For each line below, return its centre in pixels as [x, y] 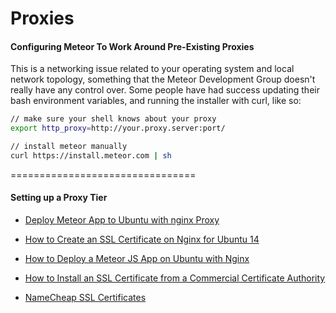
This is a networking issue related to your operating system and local [152, 69]
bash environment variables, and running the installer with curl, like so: [156, 101]
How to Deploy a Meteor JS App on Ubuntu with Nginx [137, 259]
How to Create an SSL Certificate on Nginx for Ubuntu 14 [142, 239]
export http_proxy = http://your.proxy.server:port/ [118, 128]
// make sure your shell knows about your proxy [113, 119]
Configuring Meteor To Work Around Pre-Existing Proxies [132, 46]
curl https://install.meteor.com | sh [91, 156]
